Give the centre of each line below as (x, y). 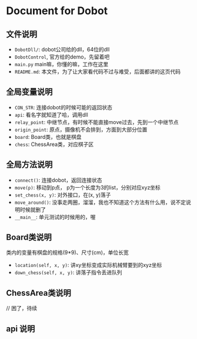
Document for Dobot (57, 11)
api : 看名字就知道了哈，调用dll (51, 115)
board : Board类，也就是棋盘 (48, 136)
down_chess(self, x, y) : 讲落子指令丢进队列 (68, 272)
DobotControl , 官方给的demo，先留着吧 (62, 57)
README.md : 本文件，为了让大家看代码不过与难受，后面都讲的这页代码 (98, 71)
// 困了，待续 (22, 308)
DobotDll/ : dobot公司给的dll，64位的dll (62, 49)
